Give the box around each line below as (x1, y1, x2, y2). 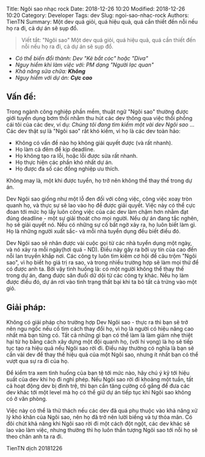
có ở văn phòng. (6, 395, 48, 402)
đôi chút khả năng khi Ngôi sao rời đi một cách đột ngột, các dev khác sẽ (6, 420, 190, 427)
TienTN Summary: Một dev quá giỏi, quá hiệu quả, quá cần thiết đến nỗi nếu (6, 18, 198, 25)
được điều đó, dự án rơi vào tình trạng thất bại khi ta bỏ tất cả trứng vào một (6, 278, 197, 285)
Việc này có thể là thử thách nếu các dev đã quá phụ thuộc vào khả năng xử (6, 406, 198, 414)
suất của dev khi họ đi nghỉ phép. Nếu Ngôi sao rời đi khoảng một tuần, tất (6, 375, 193, 383)
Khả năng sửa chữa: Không (15, 68, 85, 75)
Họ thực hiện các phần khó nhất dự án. (15, 158, 113, 166)
